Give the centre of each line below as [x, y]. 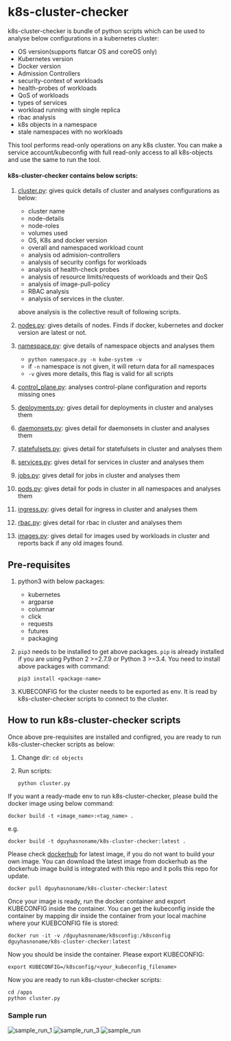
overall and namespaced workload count [85, 248]
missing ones [36, 395]
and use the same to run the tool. [54, 159]
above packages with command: [64, 666]
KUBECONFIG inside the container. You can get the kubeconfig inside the [111, 908]
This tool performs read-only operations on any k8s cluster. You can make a [115, 145]
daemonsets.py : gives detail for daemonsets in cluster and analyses [113, 428]
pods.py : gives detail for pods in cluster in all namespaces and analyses [119, 489]
